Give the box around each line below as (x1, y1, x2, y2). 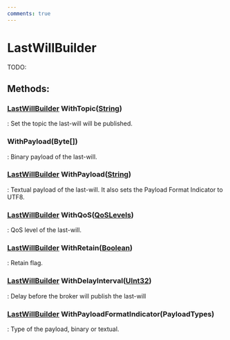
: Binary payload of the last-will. (7, 152, 98, 161)
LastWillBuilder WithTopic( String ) (7, 103, 122, 113)
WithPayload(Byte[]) (7, 136, 78, 146)
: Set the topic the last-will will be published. (7, 119, 133, 128)
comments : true (7, 10, 51, 17)
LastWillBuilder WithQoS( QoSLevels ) (7, 210, 135, 220)
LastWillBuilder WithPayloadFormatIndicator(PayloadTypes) (7, 309, 215, 319)
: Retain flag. (7, 259, 44, 267)
